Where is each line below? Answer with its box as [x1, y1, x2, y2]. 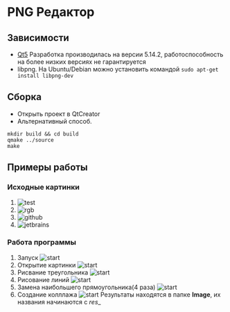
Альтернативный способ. [17, 117, 92, 125]
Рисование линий [17, 275, 69, 284]
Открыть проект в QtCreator [17, 109, 100, 118]
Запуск [17, 253, 39, 261]
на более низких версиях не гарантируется [17, 58, 147, 66]
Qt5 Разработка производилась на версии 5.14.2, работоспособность [17, 50, 224, 58]
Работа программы [7, 238, 77, 247]
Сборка [7, 91, 42, 103]
